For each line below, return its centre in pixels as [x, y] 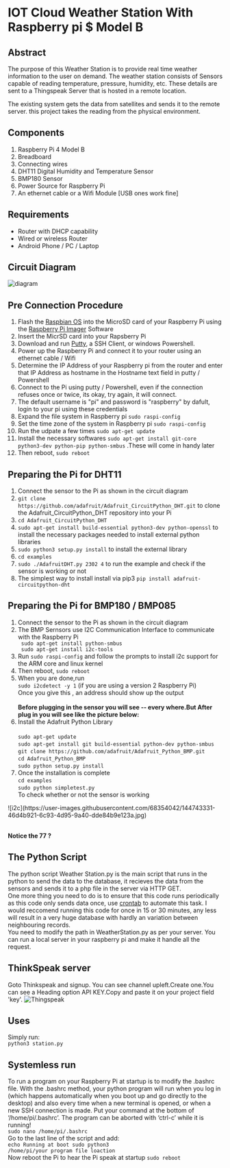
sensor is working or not [52, 571]
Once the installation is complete [64, 772]
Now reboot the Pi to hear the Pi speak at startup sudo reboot [94, 1158]
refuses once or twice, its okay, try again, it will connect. [97, 395]
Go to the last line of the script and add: [64, 1139]
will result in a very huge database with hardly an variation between [103, 917]
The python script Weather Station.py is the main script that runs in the [107, 874]
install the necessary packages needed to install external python [108, 535]
